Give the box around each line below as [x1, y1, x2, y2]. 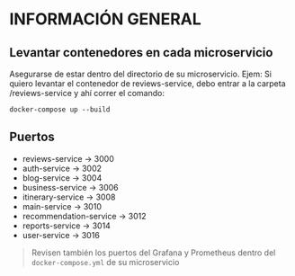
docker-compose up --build [9, 105, 111, 114]
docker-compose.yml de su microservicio [31, 256, 180, 267]
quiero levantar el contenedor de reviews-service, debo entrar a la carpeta [9, 78, 286, 89]
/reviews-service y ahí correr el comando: [9, 88, 165, 98]
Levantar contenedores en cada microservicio [9, 45, 273, 60]
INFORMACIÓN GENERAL [9, 9, 202, 30]
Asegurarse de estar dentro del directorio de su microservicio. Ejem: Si [9, 68, 273, 79]
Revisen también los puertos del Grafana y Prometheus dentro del [31, 247, 276, 258]
